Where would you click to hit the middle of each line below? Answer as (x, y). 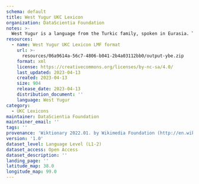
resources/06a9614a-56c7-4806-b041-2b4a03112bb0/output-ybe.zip (103, 56)
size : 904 (29, 84)
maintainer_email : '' (33, 122)
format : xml (31, 61)
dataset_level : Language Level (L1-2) (54, 144)
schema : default (26, 12)
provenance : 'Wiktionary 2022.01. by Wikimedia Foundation (81, 133)
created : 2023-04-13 (42, 78)
